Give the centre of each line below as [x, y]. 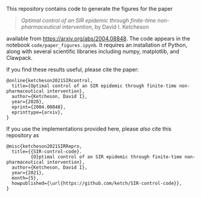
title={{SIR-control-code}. [47, 152]
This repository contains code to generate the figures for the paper [90, 9]
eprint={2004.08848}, [39, 107]
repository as [23, 135]
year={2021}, [28, 173]
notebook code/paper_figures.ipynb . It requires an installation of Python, [97, 45]
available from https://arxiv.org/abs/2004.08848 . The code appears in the [98, 38]
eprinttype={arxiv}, [37, 112]
